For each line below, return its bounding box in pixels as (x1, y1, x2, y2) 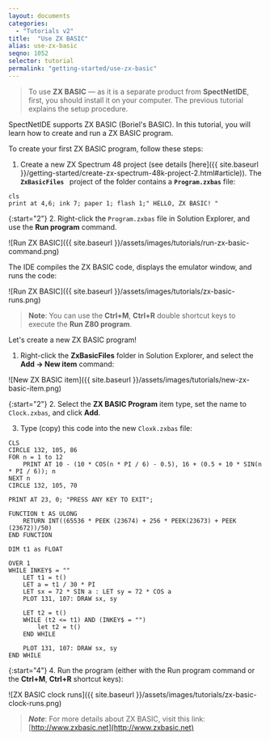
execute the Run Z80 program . (27, 319, 133, 328)
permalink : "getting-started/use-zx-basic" (8, 65, 158, 73)
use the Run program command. (8, 222, 117, 231)
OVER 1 (8, 559, 31, 567)
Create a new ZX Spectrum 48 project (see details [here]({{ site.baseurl (19, 159, 259, 169)
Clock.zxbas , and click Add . (8, 408, 101, 417)
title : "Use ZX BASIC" (8, 34, 89, 43)
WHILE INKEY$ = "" (8, 566, 70, 574)
